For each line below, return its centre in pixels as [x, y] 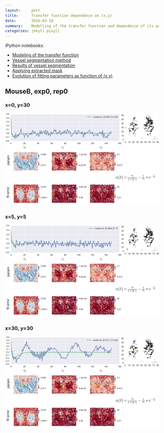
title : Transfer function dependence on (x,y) [59, 15]
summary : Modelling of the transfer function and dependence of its [79, 26]
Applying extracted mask [37, 71]
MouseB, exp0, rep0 [37, 91]
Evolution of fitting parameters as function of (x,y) [62, 76]
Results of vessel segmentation [44, 66]
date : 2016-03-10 [29, 21]
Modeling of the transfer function [45, 55]
